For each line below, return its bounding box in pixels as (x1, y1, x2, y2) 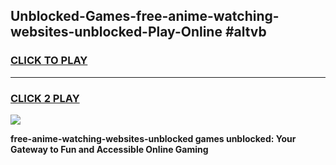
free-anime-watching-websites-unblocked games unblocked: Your (10, 132, 297, 144)
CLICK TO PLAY (10, 54, 88, 68)
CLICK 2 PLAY (10, 91, 80, 105)
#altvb (224, 24, 267, 41)
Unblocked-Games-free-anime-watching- (10, 8, 280, 25)
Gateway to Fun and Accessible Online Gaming (10, 143, 209, 155)
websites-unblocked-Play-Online (10, 24, 223, 41)
